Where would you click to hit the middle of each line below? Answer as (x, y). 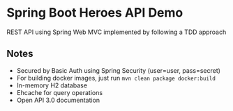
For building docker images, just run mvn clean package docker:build (116, 78)
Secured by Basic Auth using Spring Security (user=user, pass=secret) (119, 70)
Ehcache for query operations (59, 92)
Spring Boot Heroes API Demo (95, 13)
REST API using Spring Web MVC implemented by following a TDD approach (116, 32)
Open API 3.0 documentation (58, 100)
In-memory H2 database (52, 85)
